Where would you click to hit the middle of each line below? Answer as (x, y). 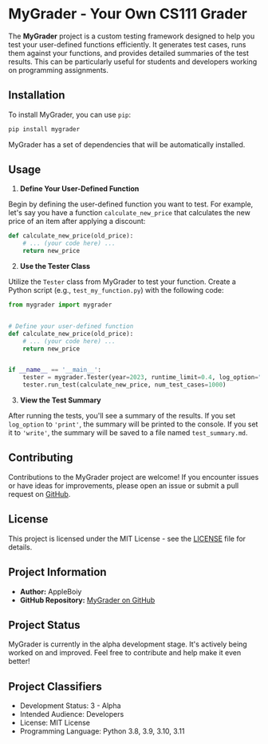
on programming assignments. (59, 70)
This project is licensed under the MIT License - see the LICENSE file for (127, 538)
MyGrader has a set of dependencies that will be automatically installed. (127, 144)
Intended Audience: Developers (72, 714)
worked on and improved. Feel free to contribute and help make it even (125, 653)
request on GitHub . (39, 494)
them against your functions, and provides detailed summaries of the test (129, 53)
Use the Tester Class (55, 266)
